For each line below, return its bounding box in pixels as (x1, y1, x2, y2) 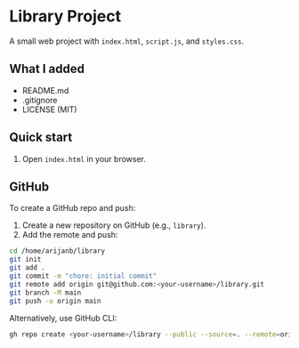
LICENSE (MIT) (21, 104, 77, 115)
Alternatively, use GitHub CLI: (9, 312, 117, 323)
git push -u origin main (9, 296, 101, 305)
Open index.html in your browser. (21, 153, 147, 164)
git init (9, 255, 42, 264)
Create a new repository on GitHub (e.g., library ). (21, 220, 206, 231)
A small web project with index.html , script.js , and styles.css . (9, 36, 245, 46)
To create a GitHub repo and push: (9, 203, 136, 214)
